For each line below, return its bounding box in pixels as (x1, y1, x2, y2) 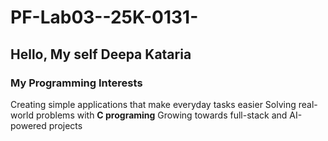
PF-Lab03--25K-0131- (10, 6, 199, 29)
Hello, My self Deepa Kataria (10, 46, 192, 63)
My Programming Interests (10, 76, 143, 90)
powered (10, 119, 47, 131)
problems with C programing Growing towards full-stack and (35, 109, 288, 121)
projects (48, 119, 83, 131)
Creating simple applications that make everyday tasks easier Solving (10, 98, 297, 110)
